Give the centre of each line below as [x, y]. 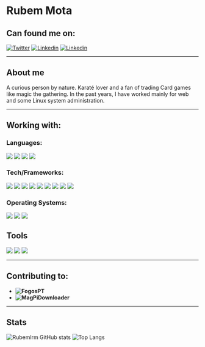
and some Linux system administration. [56, 100]
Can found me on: [41, 33]
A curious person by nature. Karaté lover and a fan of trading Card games [99, 87]
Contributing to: [37, 276]
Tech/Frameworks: [35, 173]
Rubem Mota [39, 11]
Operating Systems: [37, 202]
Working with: [34, 126]
